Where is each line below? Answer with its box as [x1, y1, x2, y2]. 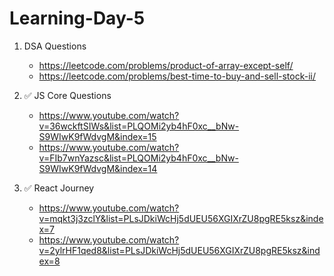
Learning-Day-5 [9, 7, 146, 30]
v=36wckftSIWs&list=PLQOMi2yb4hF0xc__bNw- [38, 120, 240, 132]
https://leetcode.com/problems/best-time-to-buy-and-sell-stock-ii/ [38, 70, 317, 82]
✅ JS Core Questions [23, 89, 112, 101]
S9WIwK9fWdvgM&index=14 [38, 162, 158, 174]
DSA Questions [23, 40, 87, 52]
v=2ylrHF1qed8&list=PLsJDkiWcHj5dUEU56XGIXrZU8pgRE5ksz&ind [38, 244, 321, 256]
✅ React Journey [23, 182, 95, 194]
